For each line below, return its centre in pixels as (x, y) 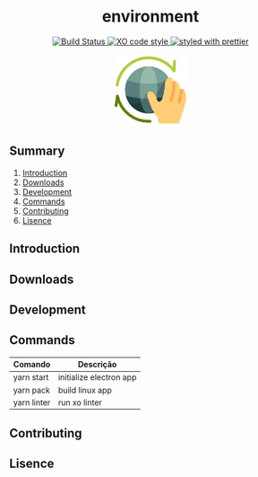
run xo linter (80, 402)
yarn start (31, 377)
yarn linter (32, 402)
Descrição (97, 365)
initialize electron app (97, 377)
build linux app (85, 390)
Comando (32, 365)
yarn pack (32, 390)
